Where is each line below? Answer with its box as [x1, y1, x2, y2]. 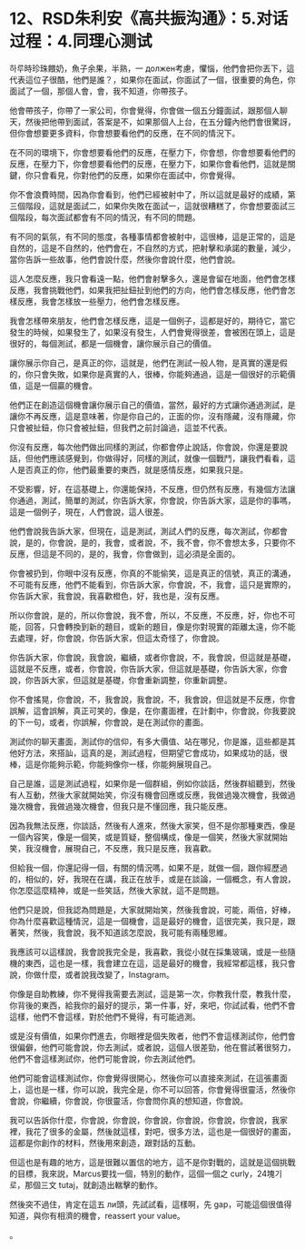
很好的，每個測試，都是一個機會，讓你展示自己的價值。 [9, 337, 216, 348]
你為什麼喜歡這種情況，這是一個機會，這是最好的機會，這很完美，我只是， [9, 915, 288, 926]
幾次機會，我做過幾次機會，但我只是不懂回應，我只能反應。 [9, 801, 232, 811]
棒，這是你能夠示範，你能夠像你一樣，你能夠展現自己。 [9, 759, 216, 770]
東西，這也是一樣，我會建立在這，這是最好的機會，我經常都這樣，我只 [25, 957, 288, 969]
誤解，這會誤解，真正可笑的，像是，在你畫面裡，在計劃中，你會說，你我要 [9, 705, 288, 716]
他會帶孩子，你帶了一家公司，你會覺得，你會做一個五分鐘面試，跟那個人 [9, 105, 280, 116]
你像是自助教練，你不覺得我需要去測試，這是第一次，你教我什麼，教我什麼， [9, 988, 296, 999]
